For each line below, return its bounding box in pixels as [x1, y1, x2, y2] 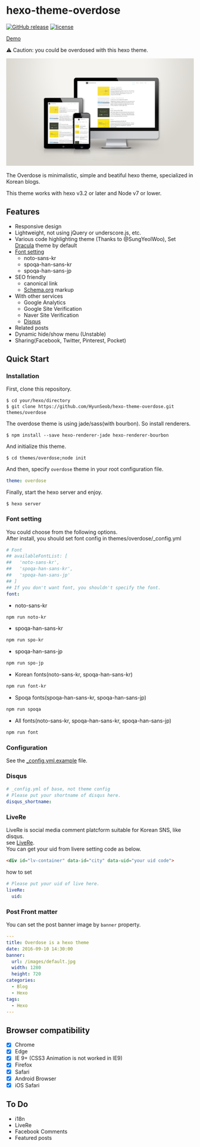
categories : [6, 978, 36, 984]
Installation [6, 372, 40, 380]
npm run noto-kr [6, 614, 46, 620]
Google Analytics [23, 299, 66, 306]
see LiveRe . [6, 839, 35, 846]
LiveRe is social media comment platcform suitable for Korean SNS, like [6, 827, 182, 834]
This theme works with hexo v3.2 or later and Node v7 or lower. [6, 189, 162, 197]
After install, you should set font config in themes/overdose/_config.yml [6, 534, 182, 542]
